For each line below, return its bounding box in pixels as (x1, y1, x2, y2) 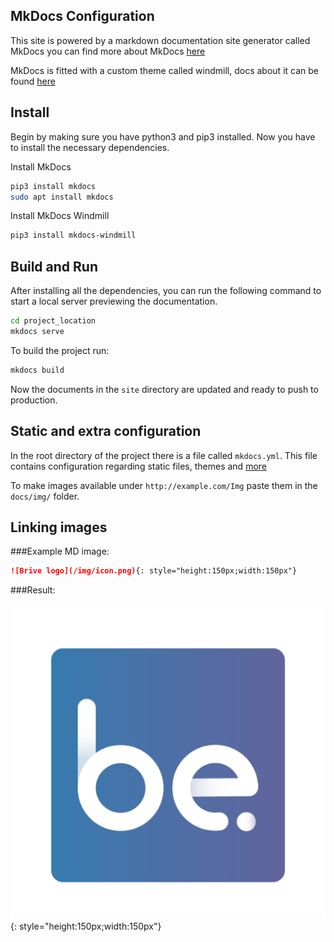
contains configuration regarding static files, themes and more (10, 460, 267, 472)
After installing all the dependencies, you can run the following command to (10, 285, 322, 297)
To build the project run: (10, 344, 110, 356)
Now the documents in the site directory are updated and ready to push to (10, 383, 319, 395)
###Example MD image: (10, 545, 110, 558)
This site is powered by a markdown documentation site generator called (10, 34, 311, 46)
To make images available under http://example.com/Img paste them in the (10, 479, 318, 491)
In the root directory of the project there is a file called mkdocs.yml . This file (10, 449, 318, 461)
